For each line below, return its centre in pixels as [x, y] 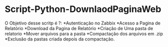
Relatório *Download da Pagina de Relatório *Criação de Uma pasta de [79, 28]
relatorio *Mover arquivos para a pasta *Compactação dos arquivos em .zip [84, 33]
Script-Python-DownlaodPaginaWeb [83, 9]
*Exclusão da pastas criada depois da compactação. [60, 39]
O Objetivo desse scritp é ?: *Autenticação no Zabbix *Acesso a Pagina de [83, 23]
